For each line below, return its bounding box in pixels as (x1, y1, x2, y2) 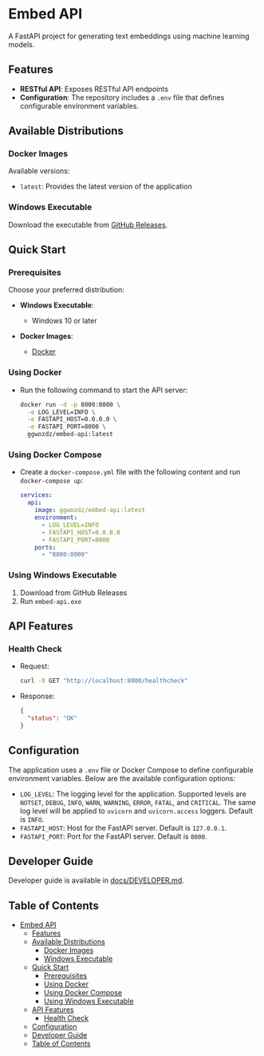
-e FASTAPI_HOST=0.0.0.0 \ (27, 415, 117, 423)
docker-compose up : (19, 476, 84, 486)
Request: (19, 661, 49, 671)
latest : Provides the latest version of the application (19, 181, 193, 192)
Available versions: (8, 166, 70, 176)
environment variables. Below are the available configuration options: (8, 773, 236, 783)
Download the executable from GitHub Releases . (8, 220, 168, 229)
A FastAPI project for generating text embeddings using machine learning (8, 31, 250, 41)
